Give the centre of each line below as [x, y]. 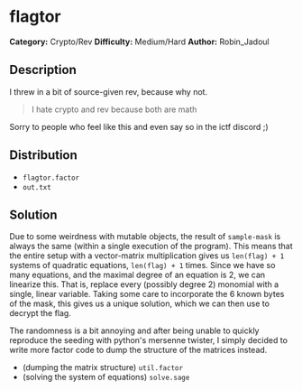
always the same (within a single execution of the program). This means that [151, 247]
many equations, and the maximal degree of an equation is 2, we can [137, 275]
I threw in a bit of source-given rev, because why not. [109, 91]
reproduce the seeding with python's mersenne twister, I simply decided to [149, 340]
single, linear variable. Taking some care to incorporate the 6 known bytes [147, 294]
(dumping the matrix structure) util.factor [102, 368]
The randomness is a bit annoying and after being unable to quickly [134, 330]
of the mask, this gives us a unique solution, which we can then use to [140, 303]
